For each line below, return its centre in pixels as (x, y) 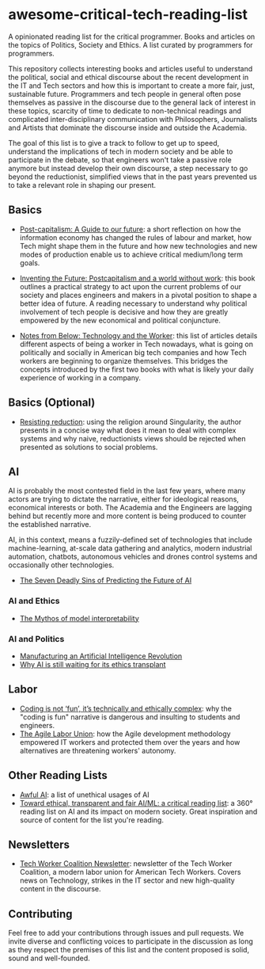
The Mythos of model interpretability (79, 618)
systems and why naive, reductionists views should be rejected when (133, 438)
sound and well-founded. (49, 958)
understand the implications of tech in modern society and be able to (121, 151)
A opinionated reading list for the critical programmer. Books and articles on (132, 36)
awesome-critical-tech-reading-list (128, 15)
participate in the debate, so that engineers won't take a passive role (120, 159)
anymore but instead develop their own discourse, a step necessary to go (128, 168)
